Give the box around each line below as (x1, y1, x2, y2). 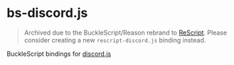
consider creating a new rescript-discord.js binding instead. (23, 35, 206, 44)
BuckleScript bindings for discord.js (6, 49, 112, 58)
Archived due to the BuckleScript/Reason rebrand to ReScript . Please (23, 28, 228, 37)
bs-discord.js (6, 5, 88, 21)
